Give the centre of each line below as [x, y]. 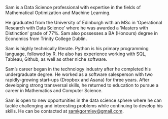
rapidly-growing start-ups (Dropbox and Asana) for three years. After [77, 80]
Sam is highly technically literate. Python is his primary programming [77, 48]
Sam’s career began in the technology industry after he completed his [78, 69]
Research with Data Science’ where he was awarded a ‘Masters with [77, 28]
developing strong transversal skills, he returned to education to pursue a [82, 85]
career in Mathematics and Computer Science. [54, 90]
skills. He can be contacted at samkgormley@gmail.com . [65, 111]
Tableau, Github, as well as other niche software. [56, 59]
